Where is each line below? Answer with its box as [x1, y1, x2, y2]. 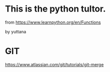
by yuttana [5, 29, 27, 34]
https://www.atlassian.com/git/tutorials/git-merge [5, 61, 104, 67]
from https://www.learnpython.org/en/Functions [5, 19, 101, 25]
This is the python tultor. [5, 3, 106, 14]
